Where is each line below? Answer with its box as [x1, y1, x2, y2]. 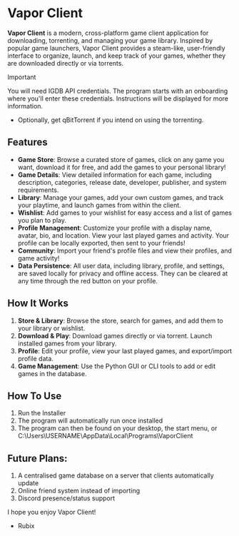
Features [7, 136, 48, 148]
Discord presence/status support [17, 494, 116, 502]
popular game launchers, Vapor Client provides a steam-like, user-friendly [7, 44, 226, 52]
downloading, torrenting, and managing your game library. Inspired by [7, 36, 213, 44]
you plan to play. [17, 216, 66, 224]
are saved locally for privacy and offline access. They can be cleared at [17, 269, 228, 278]
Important [7, 73, 36, 81]
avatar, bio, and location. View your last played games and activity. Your [17, 231, 230, 240]
